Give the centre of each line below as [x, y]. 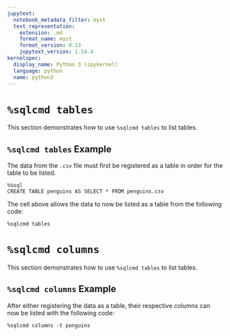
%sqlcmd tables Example [59, 149]
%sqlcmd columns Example [62, 289]
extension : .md [41, 33]
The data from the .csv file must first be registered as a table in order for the [115, 166]
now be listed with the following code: [61, 313]
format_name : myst [46, 39]
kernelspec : [24, 58]
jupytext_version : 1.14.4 [57, 52]
